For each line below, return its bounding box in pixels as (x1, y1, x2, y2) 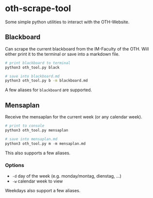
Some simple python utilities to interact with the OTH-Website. (5, 19, 130, 25)
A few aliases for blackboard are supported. (5, 87, 92, 93)
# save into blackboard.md (5, 74, 60, 79)
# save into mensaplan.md (5, 136, 57, 141)
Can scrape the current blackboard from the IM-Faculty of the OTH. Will (5, 46, 149, 51)
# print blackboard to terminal (5, 60, 70, 66)
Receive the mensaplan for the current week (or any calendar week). (5, 114, 142, 120)
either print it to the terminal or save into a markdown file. (5, 51, 120, 57)
